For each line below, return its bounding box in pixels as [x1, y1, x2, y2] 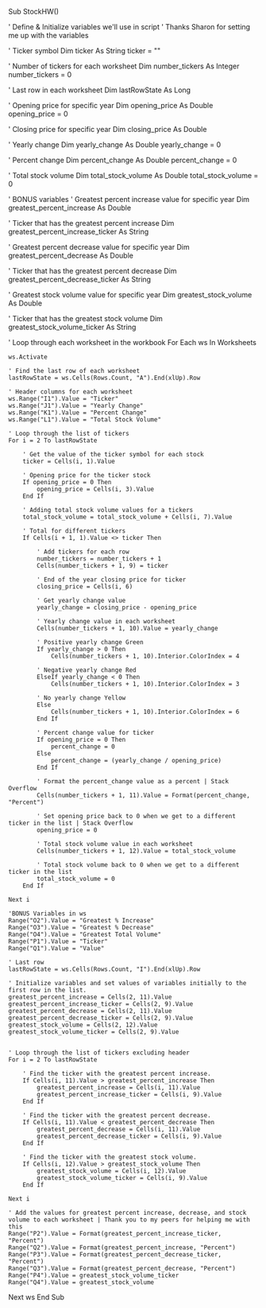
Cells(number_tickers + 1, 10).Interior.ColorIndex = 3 [50, 680, 240, 688]
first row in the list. [8, 986, 87, 994]
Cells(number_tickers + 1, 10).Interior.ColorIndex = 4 [50, 652, 240, 660]
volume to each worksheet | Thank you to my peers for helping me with [8, 1216, 250, 1224]
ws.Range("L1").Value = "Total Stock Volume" [8, 416, 161, 424]
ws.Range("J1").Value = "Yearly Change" [8, 402, 145, 409]
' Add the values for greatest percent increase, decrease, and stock [8, 1209, 247, 1217]
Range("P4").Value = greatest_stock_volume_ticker [8, 1271, 179, 1279]
